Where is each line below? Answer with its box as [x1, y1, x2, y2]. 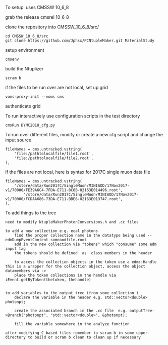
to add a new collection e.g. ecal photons [5, 228, 98, 234]
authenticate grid [5, 103, 41, 109]
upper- [136, 330, 150, 335]
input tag [5, 246, 26, 251]
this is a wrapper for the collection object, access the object [5, 264, 145, 269]
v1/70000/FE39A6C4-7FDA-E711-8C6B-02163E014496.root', [5, 187, 123, 193]
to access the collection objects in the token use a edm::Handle [14, 259, 157, 264]
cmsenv [5, 57, 19, 62]
